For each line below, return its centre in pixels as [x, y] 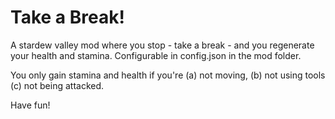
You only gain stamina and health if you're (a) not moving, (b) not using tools [168, 75]
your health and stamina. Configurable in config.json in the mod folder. [156, 55]
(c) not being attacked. [57, 85]
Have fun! [30, 105]
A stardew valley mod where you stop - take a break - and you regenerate [162, 45]
